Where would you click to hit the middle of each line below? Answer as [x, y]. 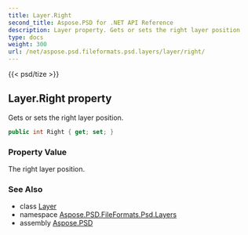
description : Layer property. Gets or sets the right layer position [124, 30]
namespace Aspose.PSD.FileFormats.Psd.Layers [98, 215]
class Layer [38, 206]
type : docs [26, 37]
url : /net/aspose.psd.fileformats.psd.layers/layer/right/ [107, 52]
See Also [26, 189]
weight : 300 [27, 45]
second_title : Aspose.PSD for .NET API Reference [91, 23]
